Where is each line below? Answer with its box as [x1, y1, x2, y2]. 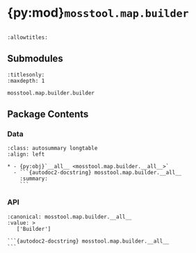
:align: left [7, 151, 45, 158]
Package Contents [7, 108, 89, 120]
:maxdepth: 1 [7, 77, 45, 84]
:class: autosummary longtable [7, 145, 98, 152]
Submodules [7, 53, 64, 65]
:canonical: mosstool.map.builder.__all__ [7, 213, 132, 220]
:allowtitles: [7, 33, 49, 41]
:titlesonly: [7, 71, 45, 78]
